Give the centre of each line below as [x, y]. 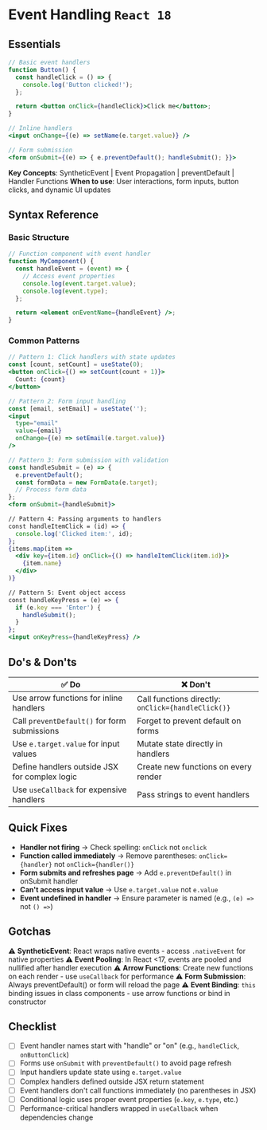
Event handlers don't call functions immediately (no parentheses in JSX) [138, 1090]
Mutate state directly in [180, 743]
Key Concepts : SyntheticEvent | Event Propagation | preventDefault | [121, 172]
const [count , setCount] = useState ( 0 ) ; [76, 364]
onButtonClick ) [44, 1055]
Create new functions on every [195, 766]
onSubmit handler [49, 881]
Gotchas [30, 932]
